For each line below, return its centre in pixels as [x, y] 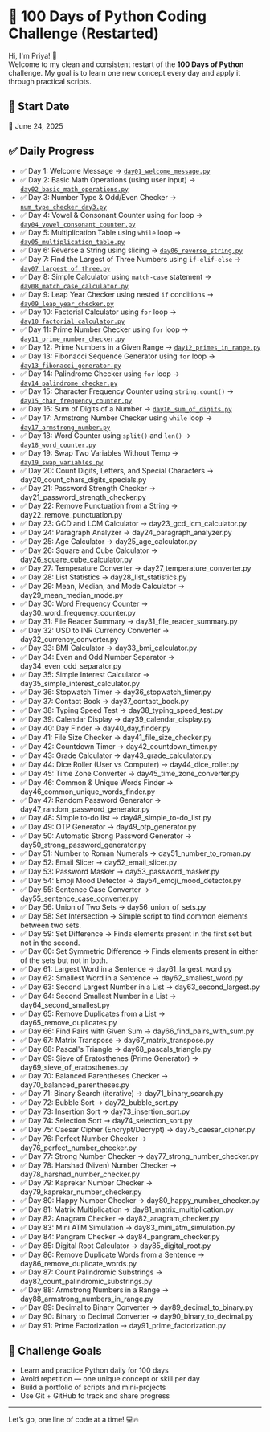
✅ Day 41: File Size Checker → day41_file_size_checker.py [116, 737]
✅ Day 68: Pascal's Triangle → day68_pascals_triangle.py [115, 1049]
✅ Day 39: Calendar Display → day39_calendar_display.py [116, 719]
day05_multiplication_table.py [72, 242]
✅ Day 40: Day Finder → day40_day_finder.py [95, 728]
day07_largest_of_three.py [65, 268]
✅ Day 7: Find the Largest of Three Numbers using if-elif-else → [131, 259]
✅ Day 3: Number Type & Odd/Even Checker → [98, 197]
